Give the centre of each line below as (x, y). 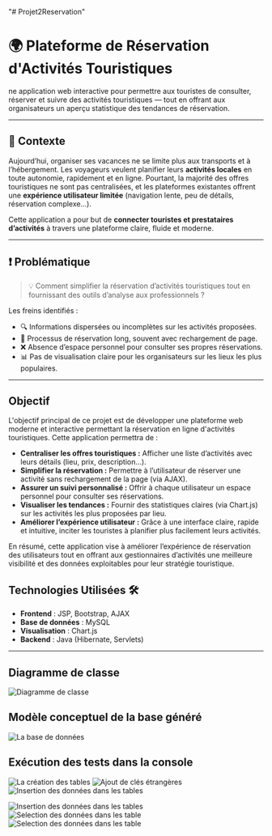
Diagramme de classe (64, 672)
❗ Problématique (49, 262)
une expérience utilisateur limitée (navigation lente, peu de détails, (121, 195)
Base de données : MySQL (65, 622)
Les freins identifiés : (43, 310)
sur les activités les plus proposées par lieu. (93, 514)
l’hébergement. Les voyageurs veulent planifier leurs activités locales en (130, 169)
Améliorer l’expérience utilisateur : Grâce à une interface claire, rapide (139, 522)
